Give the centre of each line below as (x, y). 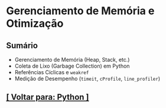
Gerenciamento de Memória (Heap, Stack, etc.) (72, 60)
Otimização (35, 23)
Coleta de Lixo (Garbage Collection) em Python (72, 66)
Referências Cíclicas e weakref (52, 72)
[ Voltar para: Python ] (48, 97)
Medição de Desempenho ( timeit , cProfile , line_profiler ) (87, 79)
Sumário (22, 45)
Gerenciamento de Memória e (80, 11)
